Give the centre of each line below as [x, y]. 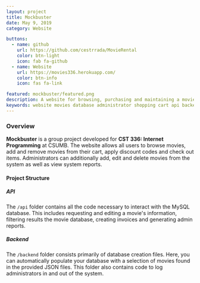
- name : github [30, 45]
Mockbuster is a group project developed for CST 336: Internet [85, 139]
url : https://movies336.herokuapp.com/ [66, 72]
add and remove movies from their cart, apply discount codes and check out [100, 152]
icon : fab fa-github [42, 61]
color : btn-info [37, 78]
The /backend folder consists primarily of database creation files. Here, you [98, 254]
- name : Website [32, 67]
